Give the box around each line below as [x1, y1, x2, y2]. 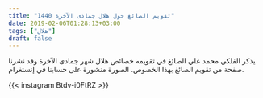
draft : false [8, 34, 52, 43]
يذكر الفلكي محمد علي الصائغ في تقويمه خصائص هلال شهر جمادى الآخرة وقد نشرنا [8, 56, 256, 66]
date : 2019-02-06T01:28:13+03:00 [8, 19, 121, 27]
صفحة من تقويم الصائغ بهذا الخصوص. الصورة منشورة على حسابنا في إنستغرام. [8, 65, 244, 75]
